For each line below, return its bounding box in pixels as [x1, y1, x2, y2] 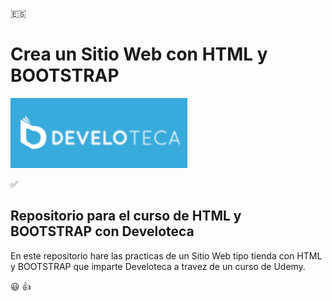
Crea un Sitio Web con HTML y [10, 43, 268, 66]
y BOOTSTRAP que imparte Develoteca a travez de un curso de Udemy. [10, 260, 306, 272]
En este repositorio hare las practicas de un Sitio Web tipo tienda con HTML [10, 249, 323, 262]
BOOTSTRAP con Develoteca [10, 223, 195, 240]
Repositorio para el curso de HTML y [10, 208, 242, 225]
